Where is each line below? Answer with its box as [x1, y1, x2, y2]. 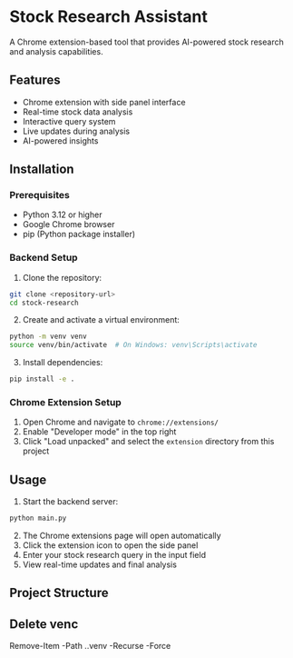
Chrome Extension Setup [9, 396, 122, 409]
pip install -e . [9, 374, 75, 384]
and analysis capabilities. [9, 45, 103, 56]
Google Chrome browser [22, 219, 115, 230]
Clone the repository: [22, 272, 103, 283]
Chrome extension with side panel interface [22, 96, 186, 107]
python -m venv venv [9, 332, 88, 342]
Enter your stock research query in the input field [22, 550, 207, 561]
